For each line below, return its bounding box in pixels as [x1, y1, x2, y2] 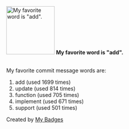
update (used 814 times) [14, 85, 76, 92]
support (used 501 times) [14, 104, 78, 111]
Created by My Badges [6, 116, 63, 123]
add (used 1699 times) [14, 78, 71, 86]
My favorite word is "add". [55, 49, 124, 56]
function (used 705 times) [14, 92, 80, 98]
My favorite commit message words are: [6, 67, 107, 74]
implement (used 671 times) [14, 98, 84, 105]
